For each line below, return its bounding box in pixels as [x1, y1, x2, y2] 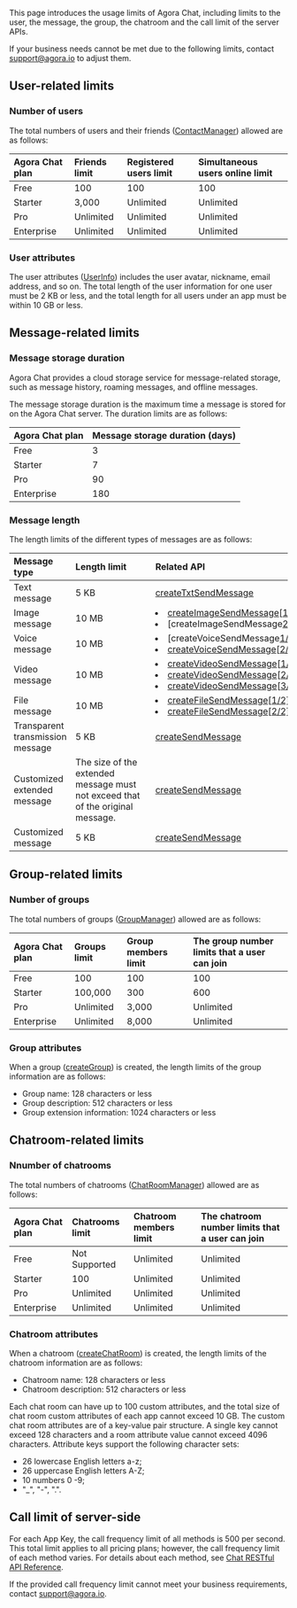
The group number [193, 935, 274, 947]
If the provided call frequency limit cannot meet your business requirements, [9, 1579, 287, 1589]
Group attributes [9, 1041, 82, 1053]
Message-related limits [9, 325, 140, 340]
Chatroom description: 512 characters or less [21, 1384, 187, 1394]
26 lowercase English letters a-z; [21, 1456, 142, 1466]
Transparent [13, 719, 65, 732]
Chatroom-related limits [9, 1133, 144, 1148]
